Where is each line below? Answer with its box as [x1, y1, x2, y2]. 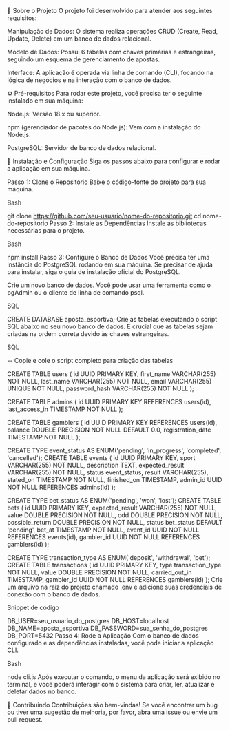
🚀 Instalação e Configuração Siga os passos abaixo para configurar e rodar [7, 157, 220, 165]
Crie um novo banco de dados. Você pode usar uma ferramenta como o [7, 281, 211, 289]
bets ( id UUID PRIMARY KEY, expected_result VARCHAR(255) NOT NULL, [7, 503, 217, 512]
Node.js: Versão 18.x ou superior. [7, 110, 101, 118]
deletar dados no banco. [7, 687, 77, 696]
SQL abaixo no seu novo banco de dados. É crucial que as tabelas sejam [7, 322, 213, 331]
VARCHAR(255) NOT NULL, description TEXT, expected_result [7, 461, 185, 469]
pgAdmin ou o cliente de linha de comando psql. [7, 289, 145, 296]
